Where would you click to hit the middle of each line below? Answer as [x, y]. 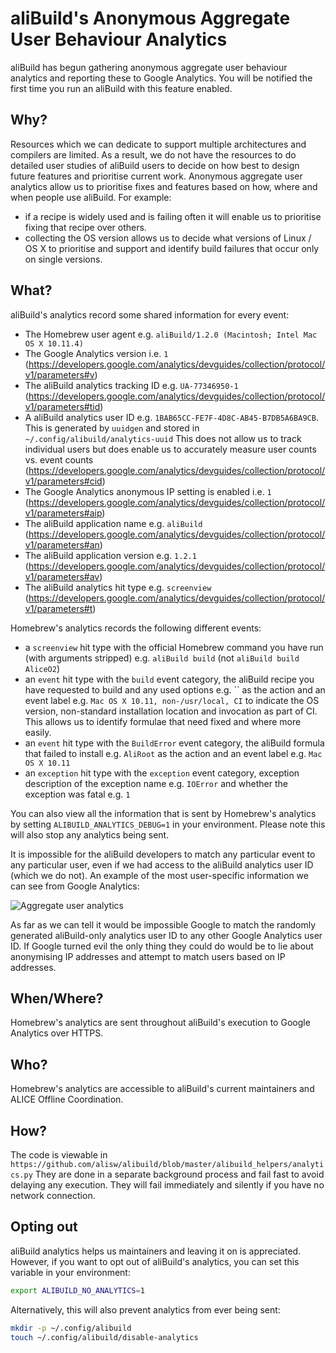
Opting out [44, 1227]
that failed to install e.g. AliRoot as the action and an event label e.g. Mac [173, 753]
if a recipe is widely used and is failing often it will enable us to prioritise [173, 216]
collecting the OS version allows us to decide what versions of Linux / [168, 238]
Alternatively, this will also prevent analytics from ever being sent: [145, 1309]
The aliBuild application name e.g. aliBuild [113, 523]
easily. [38, 732]
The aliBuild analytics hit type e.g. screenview [118, 587]
